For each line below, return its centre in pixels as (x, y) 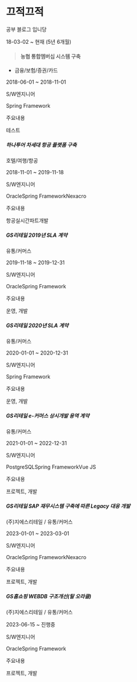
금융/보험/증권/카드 (36, 70)
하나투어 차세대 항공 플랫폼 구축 (41, 144)
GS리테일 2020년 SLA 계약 (37, 325)
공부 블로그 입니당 (26, 29)
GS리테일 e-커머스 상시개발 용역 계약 (48, 415)
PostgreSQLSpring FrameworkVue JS (51, 467)
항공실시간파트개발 (27, 221)
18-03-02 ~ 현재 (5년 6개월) (39, 42)
